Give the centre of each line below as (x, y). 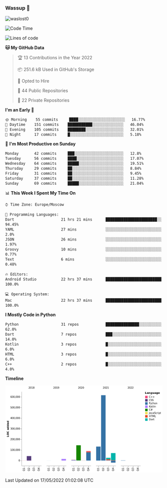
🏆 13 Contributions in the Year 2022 (55, 58)
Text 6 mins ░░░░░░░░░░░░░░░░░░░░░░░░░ (83, 259)
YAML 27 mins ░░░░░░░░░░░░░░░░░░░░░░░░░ (83, 230)
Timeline (14, 378)
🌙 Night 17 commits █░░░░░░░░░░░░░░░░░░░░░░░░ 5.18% (73, 135)
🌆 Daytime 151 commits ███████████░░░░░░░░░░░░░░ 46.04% (74, 125)
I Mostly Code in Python (30, 315)
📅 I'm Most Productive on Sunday (40, 144)
